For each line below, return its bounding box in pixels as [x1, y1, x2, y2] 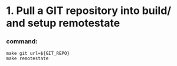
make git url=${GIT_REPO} [6, 51, 70, 57]
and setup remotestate [6, 16, 120, 30]
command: [6, 37, 38, 46]
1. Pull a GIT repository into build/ [6, 4, 172, 18]
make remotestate [6, 55, 49, 62]
